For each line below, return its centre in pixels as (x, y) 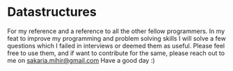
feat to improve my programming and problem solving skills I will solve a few (116, 38)
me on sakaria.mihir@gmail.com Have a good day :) (81, 60)
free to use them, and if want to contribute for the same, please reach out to (116, 53)
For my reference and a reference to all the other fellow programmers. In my (116, 31)
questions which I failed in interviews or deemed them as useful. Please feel (116, 45)
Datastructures (52, 12)
